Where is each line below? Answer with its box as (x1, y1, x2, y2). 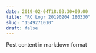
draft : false (6, 25, 38, 31)
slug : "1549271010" (6, 19, 54, 25)
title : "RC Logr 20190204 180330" (6, 14, 91, 20)
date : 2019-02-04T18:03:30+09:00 (6, 8, 88, 15)
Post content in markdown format (6, 41, 87, 48)
